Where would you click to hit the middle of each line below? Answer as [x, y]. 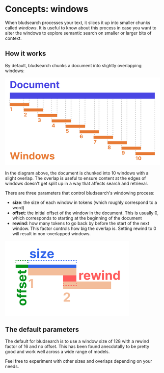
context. [14, 38]
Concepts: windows [47, 9]
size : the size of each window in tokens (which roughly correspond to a [84, 202]
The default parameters [42, 329]
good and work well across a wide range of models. [57, 352]
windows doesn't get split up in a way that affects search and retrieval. [77, 183]
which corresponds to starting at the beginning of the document [77, 218]
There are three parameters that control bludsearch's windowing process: [80, 193]
